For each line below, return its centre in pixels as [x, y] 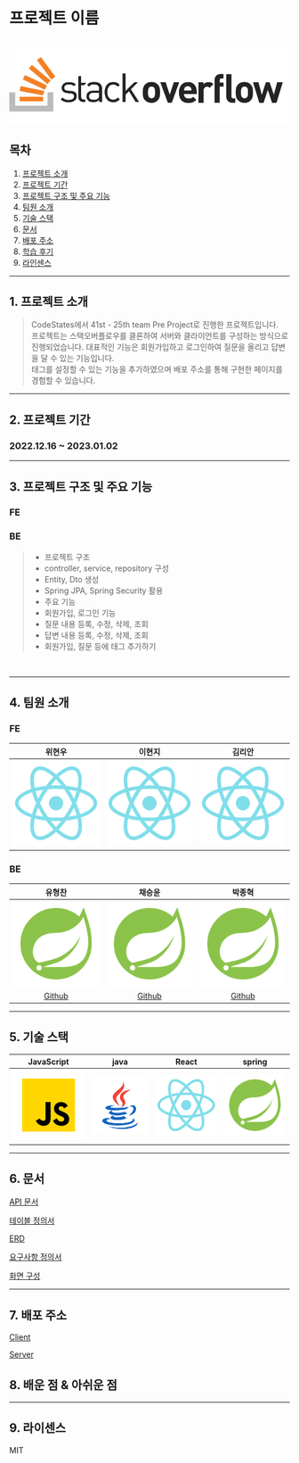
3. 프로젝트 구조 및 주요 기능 [81, 487]
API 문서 [24, 1202]
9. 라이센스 [38, 1428]
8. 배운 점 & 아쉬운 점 [63, 1385]
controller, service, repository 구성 [106, 568]
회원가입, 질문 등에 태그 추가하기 [100, 646]
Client [20, 1337]
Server [21, 1355]
